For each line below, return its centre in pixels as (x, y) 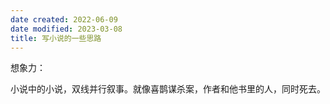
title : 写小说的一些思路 (56, 38)
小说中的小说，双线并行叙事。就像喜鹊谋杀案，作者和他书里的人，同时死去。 (168, 89)
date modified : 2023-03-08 (66, 29)
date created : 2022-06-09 (64, 19)
